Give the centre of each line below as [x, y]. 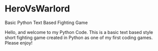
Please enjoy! [19, 42]
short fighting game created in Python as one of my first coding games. [79, 37]
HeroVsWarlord [37, 9]
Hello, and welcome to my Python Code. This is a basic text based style [79, 32]
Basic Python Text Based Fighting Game [46, 22]
